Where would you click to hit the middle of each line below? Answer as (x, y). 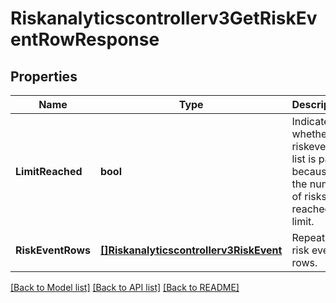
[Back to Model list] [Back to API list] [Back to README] (125, 287)
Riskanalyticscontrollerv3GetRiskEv (164, 18)
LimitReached (49, 171)
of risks (309, 196)
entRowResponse (85, 39)
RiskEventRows (53, 250)
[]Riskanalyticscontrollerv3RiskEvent (191, 250)
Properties (44, 76)
